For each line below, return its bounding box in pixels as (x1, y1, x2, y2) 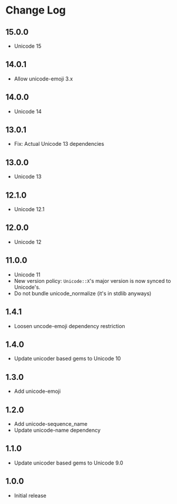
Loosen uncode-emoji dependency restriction (14, 322, 125, 329)
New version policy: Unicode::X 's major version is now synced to (14, 277, 171, 284)
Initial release (14, 492, 46, 499)
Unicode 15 (14, 42, 42, 49)
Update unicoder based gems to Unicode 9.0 (14, 459, 123, 466)
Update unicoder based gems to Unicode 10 (14, 355, 121, 362)
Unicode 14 (14, 108, 42, 115)
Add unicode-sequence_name (14, 420, 88, 427)
